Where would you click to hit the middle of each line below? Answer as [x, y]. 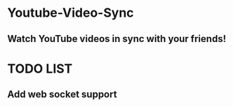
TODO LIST [40, 69]
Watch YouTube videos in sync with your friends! [117, 39]
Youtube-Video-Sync [71, 13]
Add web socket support [62, 95]
